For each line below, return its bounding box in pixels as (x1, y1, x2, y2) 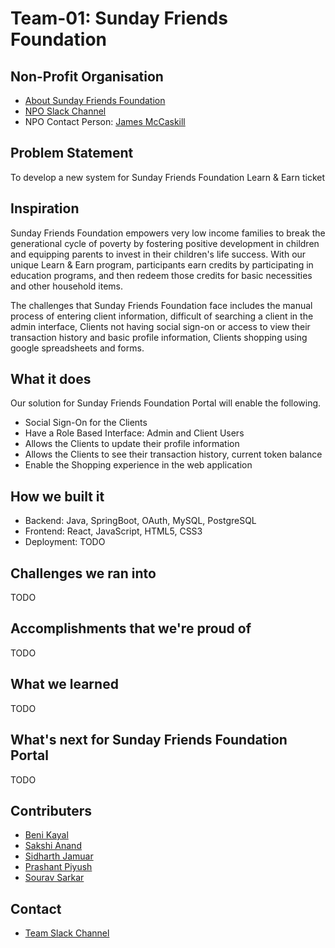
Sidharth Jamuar (24, 850, 94, 862)
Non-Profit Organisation (10, 68, 164, 85)
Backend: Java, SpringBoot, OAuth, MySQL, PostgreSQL (24, 515, 257, 527)
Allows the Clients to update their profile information (24, 438, 240, 450)
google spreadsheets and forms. (10, 342, 145, 354)
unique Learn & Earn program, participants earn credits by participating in (10, 258, 314, 271)
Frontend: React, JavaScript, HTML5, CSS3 (24, 525, 203, 537)
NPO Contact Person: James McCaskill (24, 116, 186, 127)
